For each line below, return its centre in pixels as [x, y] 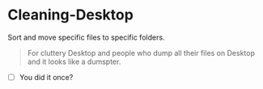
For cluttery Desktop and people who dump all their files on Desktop [141, 53]
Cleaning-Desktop [71, 15]
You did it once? [46, 77]
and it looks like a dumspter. [74, 61]
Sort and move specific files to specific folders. [86, 37]
